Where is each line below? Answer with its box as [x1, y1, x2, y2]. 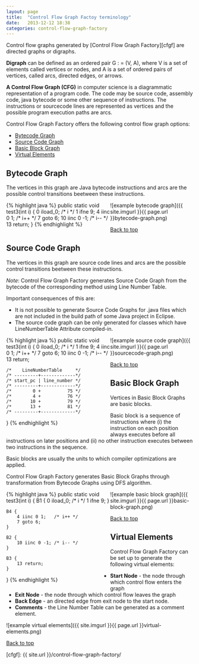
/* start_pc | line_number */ [6, 377, 81, 384]
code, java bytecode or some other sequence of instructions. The [6, 96, 167, 104]
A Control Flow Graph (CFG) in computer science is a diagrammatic [6, 84, 172, 91]
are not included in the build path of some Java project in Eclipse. [14, 312, 175, 320]
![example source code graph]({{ [110, 337, 191, 344]
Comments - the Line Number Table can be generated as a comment [14, 603, 185, 610]
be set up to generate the [110, 554, 172, 561]
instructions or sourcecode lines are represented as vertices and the [6, 102, 174, 110]
